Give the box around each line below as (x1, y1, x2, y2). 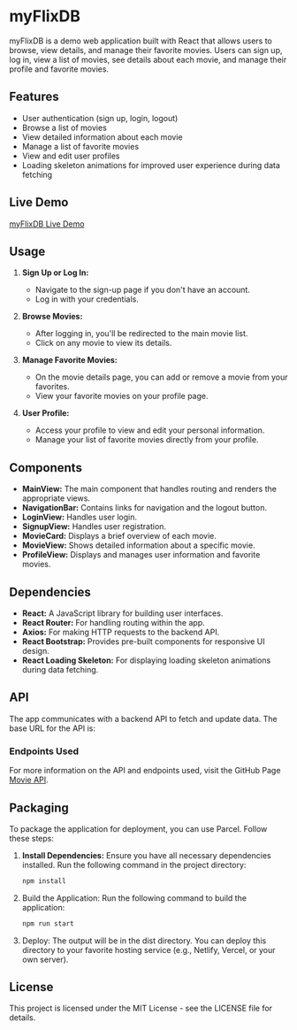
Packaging (9, 800, 69, 815)
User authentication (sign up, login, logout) (21, 112, 179, 123)
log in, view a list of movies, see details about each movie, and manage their (9, 54, 287, 65)
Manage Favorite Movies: (21, 355, 118, 365)
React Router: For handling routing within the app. (21, 618, 205, 627)
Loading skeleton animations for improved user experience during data (21, 159, 281, 170)
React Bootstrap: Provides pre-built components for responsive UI (21, 636, 265, 647)
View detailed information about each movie (21, 131, 183, 142)
